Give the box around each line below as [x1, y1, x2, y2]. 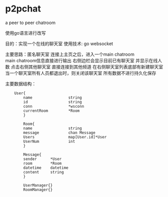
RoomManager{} [23, 187, 53, 192]
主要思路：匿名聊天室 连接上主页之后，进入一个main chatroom [5, 51, 135, 57]
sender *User [23, 156, 62, 161]
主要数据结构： [5, 81, 36, 87]
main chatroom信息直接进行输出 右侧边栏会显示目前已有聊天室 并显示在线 [5, 57, 158, 63]
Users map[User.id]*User [23, 134, 107, 139]
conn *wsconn [23, 104, 85, 109]
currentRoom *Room [23, 108, 80, 113]
